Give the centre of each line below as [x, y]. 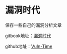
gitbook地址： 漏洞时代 [28, 35]
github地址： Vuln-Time [29, 46]
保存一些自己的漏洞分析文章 [33, 25]
